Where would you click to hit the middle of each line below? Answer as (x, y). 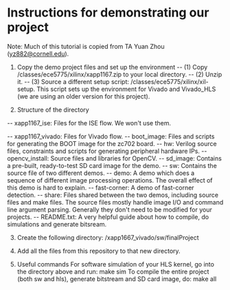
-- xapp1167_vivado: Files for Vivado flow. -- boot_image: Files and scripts (111, 136)
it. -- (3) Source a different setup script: (73, 81)
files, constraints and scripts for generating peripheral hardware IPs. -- (107, 151)
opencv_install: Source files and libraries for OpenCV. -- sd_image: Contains (114, 158)
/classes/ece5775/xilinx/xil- (169, 81)
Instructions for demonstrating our (108, 13)
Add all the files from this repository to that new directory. (99, 251)
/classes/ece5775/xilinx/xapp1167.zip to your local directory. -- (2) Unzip (119, 74)
